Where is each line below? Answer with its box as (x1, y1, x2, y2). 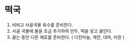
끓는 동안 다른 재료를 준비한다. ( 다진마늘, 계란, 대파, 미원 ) (11, 34, 125, 40)
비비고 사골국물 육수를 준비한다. (11, 22, 73, 28)
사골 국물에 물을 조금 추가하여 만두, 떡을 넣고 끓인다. (11, 28, 113, 34)
